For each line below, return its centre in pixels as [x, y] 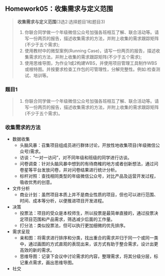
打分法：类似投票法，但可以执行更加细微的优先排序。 [74, 226]
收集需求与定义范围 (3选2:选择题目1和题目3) [61, 22]
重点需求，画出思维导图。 [50, 263]
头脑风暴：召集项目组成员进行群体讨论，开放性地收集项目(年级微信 [87, 145]
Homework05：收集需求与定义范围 [59, 9]
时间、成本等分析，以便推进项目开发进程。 [63, 201]
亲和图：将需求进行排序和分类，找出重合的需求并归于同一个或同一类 [89, 238]
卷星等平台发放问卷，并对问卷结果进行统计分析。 [69, 170]
